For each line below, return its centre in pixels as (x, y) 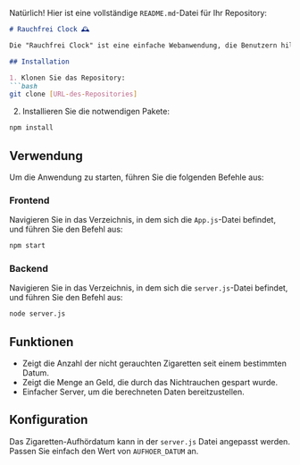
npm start (28, 246)
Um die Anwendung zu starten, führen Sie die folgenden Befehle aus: (137, 177)
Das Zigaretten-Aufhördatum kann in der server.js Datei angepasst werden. (150, 441)
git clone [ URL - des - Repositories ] (74, 94)
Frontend (29, 200)
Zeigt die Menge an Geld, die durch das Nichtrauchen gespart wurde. (150, 383)
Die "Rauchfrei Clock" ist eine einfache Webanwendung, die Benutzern (143, 45)
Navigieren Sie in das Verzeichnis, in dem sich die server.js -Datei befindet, (149, 288)
